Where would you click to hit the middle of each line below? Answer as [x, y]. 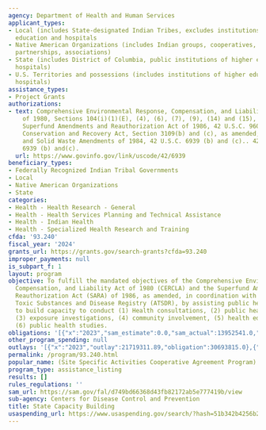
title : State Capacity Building [61, 407]
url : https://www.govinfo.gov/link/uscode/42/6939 [101, 155]
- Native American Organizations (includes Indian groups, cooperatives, [133, 45]
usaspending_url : [37, 414]
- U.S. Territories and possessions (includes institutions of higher [127, 75]
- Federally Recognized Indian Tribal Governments [93, 171]
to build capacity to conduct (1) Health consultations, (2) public [131, 310]
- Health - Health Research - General [72, 207]
